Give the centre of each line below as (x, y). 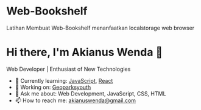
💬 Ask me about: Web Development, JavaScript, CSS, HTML (90, 93)
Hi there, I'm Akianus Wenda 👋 (85, 52)
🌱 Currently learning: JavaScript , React (64, 80)
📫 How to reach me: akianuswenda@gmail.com (75, 100)
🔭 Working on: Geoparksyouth (53, 87)
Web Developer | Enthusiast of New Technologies (69, 69)
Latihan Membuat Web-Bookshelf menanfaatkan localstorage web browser (100, 28)
